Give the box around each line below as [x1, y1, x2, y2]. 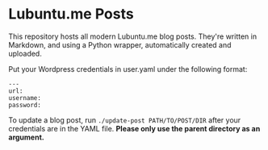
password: [8, 101, 42, 109]
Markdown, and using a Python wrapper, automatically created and [8, 40, 232, 49]
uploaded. [8, 48, 42, 58]
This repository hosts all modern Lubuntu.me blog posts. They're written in [8, 31, 257, 41]
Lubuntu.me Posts [8, 5, 135, 23]
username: [8, 94, 42, 102]
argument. [8, 132, 44, 142]
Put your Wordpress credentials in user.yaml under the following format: [8, 64, 248, 73]
